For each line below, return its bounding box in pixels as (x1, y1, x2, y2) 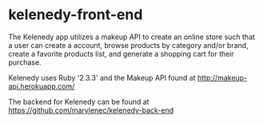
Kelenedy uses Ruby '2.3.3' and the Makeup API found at (8, 73, 196, 82)
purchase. (8, 58, 42, 67)
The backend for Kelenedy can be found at (8, 97, 149, 106)
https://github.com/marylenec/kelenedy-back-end (8, 105, 174, 115)
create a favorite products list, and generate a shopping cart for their (8, 49, 234, 58)
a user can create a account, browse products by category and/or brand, (8, 40, 249, 50)
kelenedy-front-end (8, 6, 143, 24)
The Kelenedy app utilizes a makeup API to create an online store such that (8, 32, 256, 42)
